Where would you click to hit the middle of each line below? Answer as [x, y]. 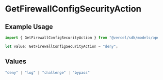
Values [16, 61]
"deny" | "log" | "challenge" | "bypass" [48, 73]
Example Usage [29, 27]
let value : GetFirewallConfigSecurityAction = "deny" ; [62, 46]
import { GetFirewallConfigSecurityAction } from [56, 38]
